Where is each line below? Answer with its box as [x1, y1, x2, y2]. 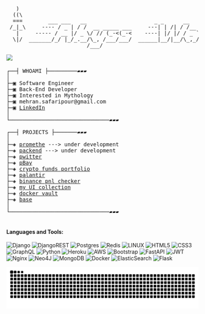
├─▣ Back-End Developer [6, 86, 77, 92]
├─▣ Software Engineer [6, 80, 74, 86]
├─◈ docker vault [6, 190, 58, 196]
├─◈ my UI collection [6, 184, 71, 190]
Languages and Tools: [6, 228, 64, 235]
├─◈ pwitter [6, 153, 42, 160]
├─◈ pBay [6, 159, 32, 166]
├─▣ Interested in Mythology [6, 92, 93, 99]
